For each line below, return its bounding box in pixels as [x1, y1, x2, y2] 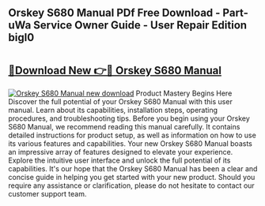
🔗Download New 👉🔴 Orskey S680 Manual [8, 63, 221, 77]
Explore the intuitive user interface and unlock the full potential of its [8, 155, 231, 165]
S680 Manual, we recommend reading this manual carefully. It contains [8, 122, 240, 131]
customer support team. [8, 189, 87, 198]
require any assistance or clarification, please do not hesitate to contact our [8, 181, 255, 190]
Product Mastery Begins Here [135, 88, 233, 98]
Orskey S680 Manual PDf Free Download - [8, 6, 221, 20]
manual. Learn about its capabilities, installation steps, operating [8, 106, 218, 114]
